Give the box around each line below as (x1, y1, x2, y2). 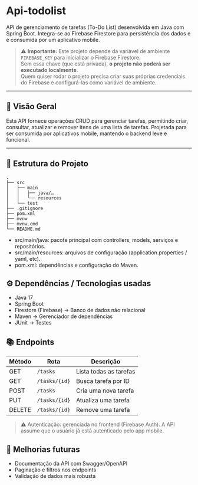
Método (9, 358, 31, 366)
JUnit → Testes (14, 319, 52, 326)
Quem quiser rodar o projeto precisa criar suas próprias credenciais (20, 73, 186, 80)
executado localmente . (20, 66, 78, 73)
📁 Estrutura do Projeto (6, 159, 88, 169)
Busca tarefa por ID (75, 377, 130, 385)
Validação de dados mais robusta (14, 473, 96, 479)
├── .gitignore (6, 205, 44, 211)
